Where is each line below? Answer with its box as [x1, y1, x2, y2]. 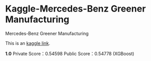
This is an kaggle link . [5, 40, 51, 46]
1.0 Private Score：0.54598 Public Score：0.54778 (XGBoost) [5, 50, 135, 56]
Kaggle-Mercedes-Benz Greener [5, 3, 146, 15]
